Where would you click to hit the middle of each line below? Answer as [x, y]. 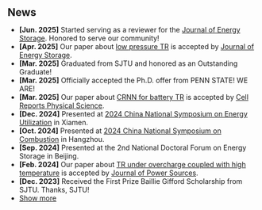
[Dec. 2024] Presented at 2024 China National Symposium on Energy [133, 114]
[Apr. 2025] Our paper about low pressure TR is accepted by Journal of [137, 46]
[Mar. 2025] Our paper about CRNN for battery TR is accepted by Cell [134, 97]
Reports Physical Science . [62, 105]
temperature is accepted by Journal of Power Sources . [109, 173]
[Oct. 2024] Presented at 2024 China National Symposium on [120, 131]
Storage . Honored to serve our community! [89, 38]
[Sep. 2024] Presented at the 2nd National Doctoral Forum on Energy [133, 147]
